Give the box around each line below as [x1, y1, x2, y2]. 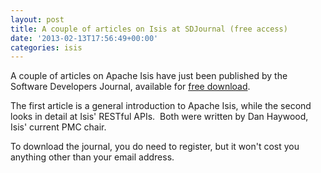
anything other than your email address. [10, 151, 175, 163]
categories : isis [10, 42, 83, 53]
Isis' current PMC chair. [10, 121, 107, 133]
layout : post [10, 14, 65, 25]
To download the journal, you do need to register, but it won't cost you [10, 141, 300, 153]
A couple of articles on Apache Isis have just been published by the [10, 70, 288, 82]
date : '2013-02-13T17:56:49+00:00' [10, 33, 159, 43]
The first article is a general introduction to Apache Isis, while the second [10, 100, 312, 112]
